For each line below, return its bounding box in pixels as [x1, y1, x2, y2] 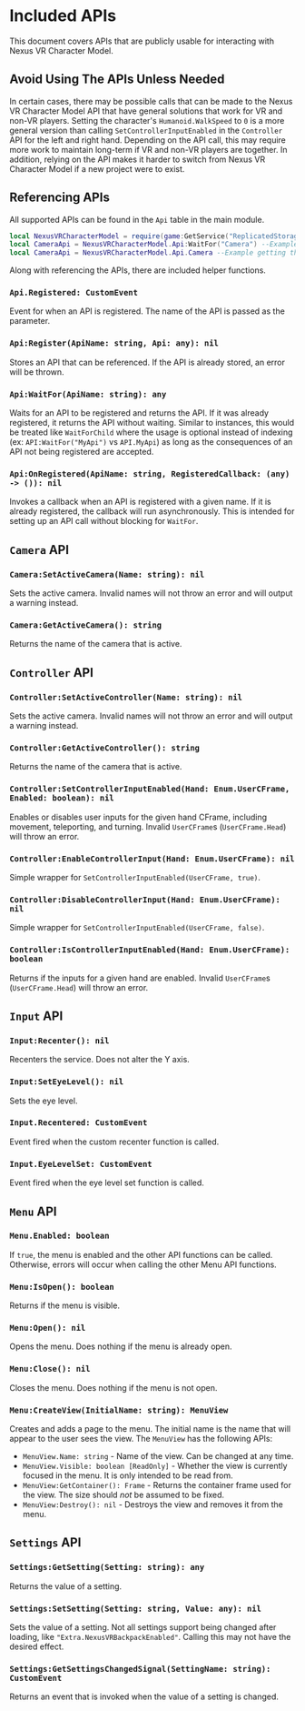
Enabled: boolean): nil [9, 793, 115, 803]
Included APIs [9, 5, 116, 26]
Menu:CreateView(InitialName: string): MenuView [9, 1404, 229, 1415]
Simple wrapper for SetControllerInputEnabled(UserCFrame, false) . [9, 922, 265, 933]
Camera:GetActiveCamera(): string [9, 619, 162, 630]
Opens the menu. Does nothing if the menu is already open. [9, 1341, 233, 1352]
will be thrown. [9, 366, 65, 377]
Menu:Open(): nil [9, 1323, 86, 1334]
